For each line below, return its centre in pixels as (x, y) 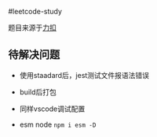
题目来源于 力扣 (32, 28)
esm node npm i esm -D (58, 124)
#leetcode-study (35, 11)
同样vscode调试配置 (52, 109)
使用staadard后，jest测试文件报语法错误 (84, 75)
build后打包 (38, 92)
